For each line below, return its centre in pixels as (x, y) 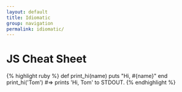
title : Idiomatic (28, 18)
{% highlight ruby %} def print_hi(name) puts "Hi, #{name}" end (87, 76)
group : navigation (30, 23)
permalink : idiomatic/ (35, 29)
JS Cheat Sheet (47, 59)
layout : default (27, 12)
